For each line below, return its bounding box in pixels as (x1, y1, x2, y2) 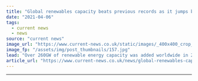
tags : (6, 19, 19, 25)
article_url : (6, 58, 38, 63)
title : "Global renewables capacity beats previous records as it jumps (6, 8, 189, 15)
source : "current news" (6, 36, 65, 42)
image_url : (6, 42, 33, 48)
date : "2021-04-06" (6, 14, 54, 20)
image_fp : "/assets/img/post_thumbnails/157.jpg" (6, 47, 131, 53)
